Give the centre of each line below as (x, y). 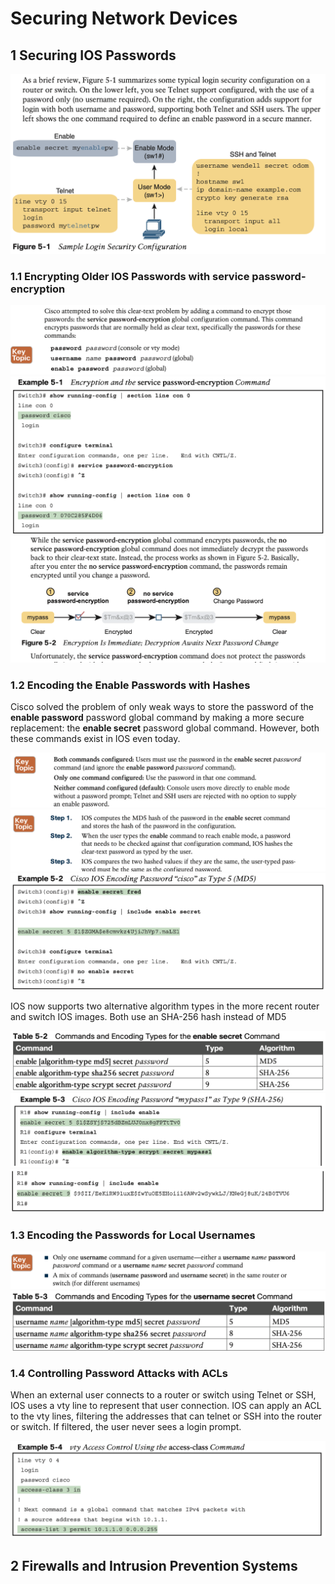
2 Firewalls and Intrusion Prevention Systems (154, 1565)
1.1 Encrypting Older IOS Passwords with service (130, 276)
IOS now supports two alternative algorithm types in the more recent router (165, 1006)
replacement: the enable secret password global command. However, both (165, 728)
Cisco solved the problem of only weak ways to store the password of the (162, 707)
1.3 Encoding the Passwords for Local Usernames (133, 1235)
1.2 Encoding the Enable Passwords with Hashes (130, 685)
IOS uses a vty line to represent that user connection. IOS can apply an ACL (166, 1405)
